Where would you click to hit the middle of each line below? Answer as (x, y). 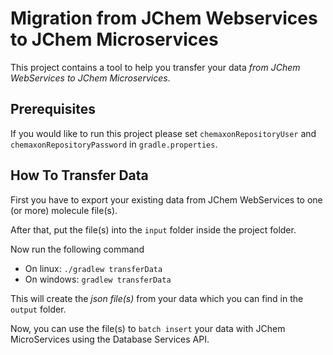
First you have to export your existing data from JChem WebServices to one (166, 199)
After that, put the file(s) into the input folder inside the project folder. (153, 229)
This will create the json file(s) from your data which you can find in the (157, 298)
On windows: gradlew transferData (98, 279)
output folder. (38, 309)
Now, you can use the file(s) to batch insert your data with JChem (148, 328)
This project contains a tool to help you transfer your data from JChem (155, 67)
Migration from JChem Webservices (164, 18)
